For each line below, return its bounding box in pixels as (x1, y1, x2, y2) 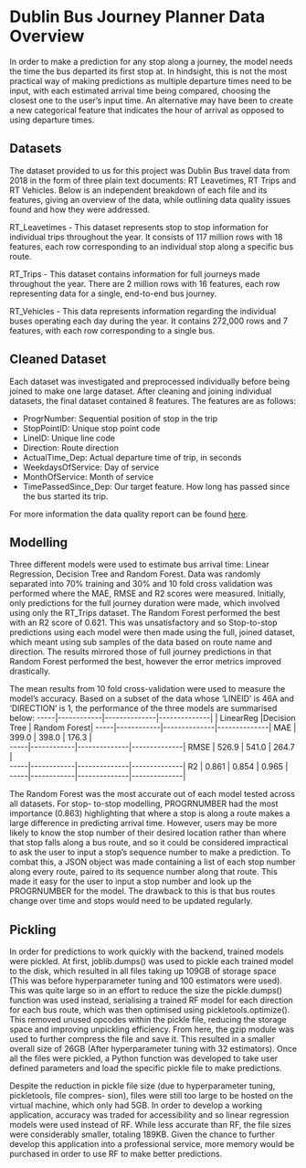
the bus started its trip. (22, 491, 109, 502)
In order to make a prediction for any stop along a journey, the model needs (9, 56, 294, 67)
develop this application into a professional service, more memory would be (9, 1139, 295, 1150)
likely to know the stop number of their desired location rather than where (9, 827, 287, 838)
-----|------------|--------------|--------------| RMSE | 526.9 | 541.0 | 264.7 (9, 742, 295, 753)
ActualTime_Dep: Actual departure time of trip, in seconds (22, 451, 242, 462)
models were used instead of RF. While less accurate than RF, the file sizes (9, 1120, 291, 1131)
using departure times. (9, 114, 95, 125)
